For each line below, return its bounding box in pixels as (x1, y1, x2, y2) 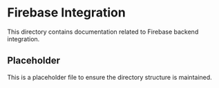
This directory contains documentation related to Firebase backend (7, 27, 199, 36)
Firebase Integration (7, 5, 126, 21)
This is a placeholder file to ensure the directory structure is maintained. (7, 73, 212, 81)
